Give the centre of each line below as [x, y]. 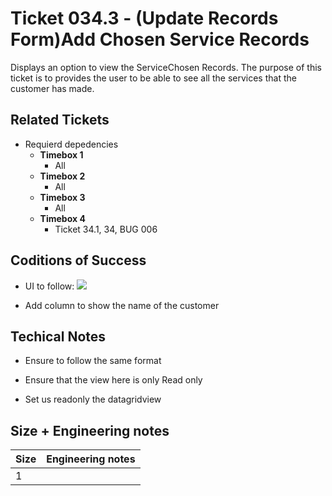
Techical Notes [58, 336]
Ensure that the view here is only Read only [113, 380]
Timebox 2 [62, 176]
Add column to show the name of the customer [122, 305]
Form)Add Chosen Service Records [160, 39]
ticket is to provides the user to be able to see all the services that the [153, 78]
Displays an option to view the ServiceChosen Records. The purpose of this [166, 67]
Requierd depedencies [71, 144]
